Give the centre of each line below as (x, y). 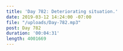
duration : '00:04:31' (33, 33)
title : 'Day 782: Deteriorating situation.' (62, 11)
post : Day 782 (24, 28)
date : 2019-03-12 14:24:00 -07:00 (49, 17)
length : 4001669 (26, 39)
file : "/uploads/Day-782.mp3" (44, 22)
